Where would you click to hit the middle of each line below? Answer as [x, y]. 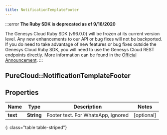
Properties [22, 93]
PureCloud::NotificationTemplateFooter [68, 76]
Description [88, 107]
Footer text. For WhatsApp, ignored [87, 115]
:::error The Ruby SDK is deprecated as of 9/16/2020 [60, 24]
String [34, 115]
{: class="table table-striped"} [36, 127]
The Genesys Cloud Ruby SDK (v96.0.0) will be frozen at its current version [83, 33]
